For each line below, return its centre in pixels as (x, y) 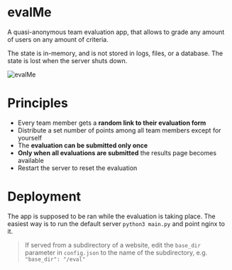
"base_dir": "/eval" (55, 259)
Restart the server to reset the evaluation (77, 168)
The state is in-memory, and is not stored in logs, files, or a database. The (115, 53)
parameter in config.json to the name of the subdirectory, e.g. (116, 252)
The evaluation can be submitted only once (83, 145)
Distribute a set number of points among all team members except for (119, 130)
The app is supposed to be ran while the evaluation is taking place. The (111, 216)
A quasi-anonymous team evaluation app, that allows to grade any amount (116, 32)
